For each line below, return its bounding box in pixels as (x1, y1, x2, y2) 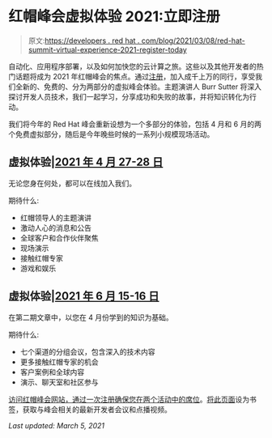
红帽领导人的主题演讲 (19, 212, 91, 223)
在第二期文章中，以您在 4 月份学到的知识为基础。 (8, 313, 173, 322)
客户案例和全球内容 (19, 367, 85, 376)
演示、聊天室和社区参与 (19, 377, 99, 387)
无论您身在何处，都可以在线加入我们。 (8, 178, 136, 188)
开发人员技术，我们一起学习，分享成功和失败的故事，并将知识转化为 (22, 91, 249, 101)
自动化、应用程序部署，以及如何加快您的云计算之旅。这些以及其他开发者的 (8, 62, 257, 71)
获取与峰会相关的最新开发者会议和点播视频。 (22, 404, 172, 414)
